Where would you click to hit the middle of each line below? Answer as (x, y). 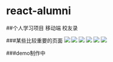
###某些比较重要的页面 (35, 40)
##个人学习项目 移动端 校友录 (42, 28)
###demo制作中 (26, 53)
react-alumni (39, 11)
